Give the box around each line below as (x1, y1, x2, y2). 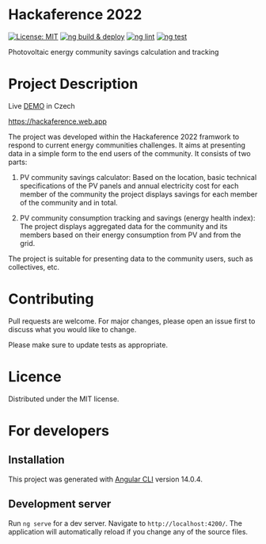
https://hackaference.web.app (8, 117, 107, 126)
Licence (8, 368, 62, 385)
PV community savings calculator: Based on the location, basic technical (19, 172, 257, 182)
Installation (8, 454, 65, 467)
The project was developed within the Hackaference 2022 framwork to (8, 132, 240, 141)
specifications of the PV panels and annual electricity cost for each (19, 181, 239, 190)
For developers (8, 422, 109, 439)
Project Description (8, 75, 139, 93)
